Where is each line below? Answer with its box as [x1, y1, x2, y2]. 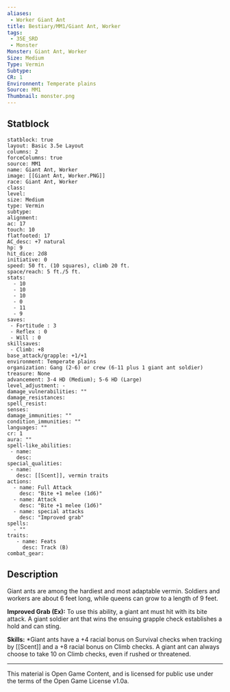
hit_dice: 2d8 [7, 250, 48, 257]
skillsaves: [7, 340, 41, 347]
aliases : [7, 10, 32, 17]
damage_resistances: [7, 394, 66, 401]
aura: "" [7, 436, 32, 443]
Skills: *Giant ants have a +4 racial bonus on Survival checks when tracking [7, 635, 222, 643]
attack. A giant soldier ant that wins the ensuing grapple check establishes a [7, 615, 222, 623]
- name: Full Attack [13, 484, 72, 491]
